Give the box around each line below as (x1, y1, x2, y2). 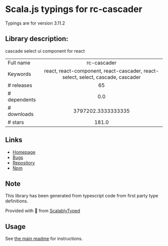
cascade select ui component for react (5, 48, 85, 54)
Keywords (7, 70, 31, 77)
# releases (7, 82, 32, 89)
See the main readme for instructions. (5, 235, 83, 241)
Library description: (5, 35, 68, 43)
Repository (12, 159, 35, 166)
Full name (7, 59, 31, 66)
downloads (7, 110, 34, 117)
